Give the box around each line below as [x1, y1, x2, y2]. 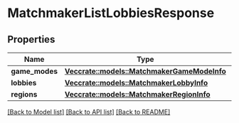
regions [11, 90, 38, 99]
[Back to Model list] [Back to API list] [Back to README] [7, 108, 171, 116]
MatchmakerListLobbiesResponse [7, 5, 215, 21]
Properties [7, 33, 55, 46]
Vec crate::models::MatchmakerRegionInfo [64, 90, 211, 99]
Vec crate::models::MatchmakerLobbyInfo [64, 78, 208, 87]
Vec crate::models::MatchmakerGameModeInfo [64, 66, 226, 76]
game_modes [11, 66, 58, 76]
